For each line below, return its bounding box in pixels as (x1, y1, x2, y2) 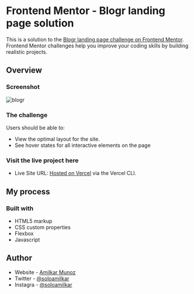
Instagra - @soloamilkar (14, 281, 72, 288)
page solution (6, 16, 74, 30)
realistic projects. (6, 48, 48, 55)
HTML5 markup (14, 217, 53, 224)
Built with (6, 204, 34, 212)
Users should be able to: (6, 124, 65, 131)
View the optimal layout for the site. (14, 135, 101, 142)
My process (6, 186, 50, 197)
